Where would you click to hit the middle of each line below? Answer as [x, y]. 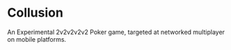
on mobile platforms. [37, 39]
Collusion [35, 13]
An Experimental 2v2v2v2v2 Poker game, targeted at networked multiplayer [116, 32]
